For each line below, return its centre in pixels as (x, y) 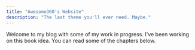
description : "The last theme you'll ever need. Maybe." (79, 17)
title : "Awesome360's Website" (45, 12)
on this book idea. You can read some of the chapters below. (81, 40)
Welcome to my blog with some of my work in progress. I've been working (98, 34)
